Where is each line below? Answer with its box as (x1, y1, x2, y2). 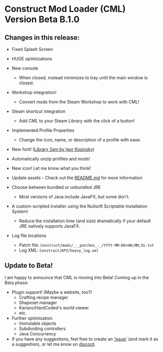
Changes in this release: (4, 33, 80, 42)
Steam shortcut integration (11, 109, 65, 114)
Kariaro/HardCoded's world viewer (19, 305, 89, 310)
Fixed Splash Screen (11, 47, 53, 52)
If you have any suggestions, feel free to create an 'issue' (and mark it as (11, 336, 159, 342)
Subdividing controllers (19, 326, 66, 331)
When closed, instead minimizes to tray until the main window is (19, 75, 148, 80)
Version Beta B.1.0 (4, 14, 80, 25)
